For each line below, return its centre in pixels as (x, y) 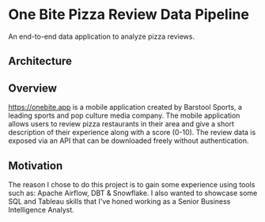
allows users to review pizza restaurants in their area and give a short (121, 124)
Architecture (40, 61)
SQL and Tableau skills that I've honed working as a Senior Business (119, 201)
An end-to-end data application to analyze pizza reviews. (102, 36)
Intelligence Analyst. (42, 209)
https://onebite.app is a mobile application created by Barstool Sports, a (125, 107)
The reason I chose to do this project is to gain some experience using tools (132, 184)
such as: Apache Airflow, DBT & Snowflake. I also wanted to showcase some (133, 193)
